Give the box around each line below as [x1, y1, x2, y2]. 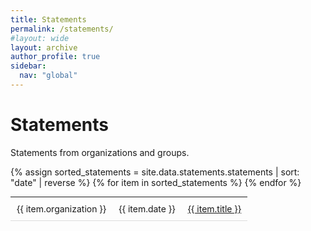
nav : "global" [19, 71, 78, 81]
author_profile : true [10, 52, 101, 62]
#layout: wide [10, 33, 70, 43]
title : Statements [10, 14, 87, 25]
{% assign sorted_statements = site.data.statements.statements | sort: [10, 166, 300, 178]
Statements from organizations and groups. [10, 146, 190, 158]
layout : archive [10, 42, 78, 53]
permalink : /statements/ [10, 24, 114, 34]
